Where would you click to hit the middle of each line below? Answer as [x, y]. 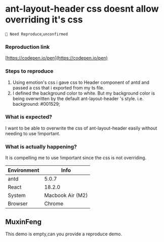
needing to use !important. [33, 133]
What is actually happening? [41, 146]
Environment [24, 170]
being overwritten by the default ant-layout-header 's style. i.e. [78, 98]
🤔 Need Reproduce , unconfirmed [37, 34]
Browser [18, 204]
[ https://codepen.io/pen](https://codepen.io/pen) [56, 58]
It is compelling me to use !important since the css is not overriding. [76, 158]
